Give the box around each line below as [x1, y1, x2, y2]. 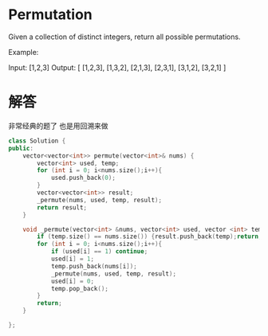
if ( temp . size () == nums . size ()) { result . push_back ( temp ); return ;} [37, 232, 266, 240]
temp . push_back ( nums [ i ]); [50, 262, 137, 270]
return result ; [37, 203, 88, 212]
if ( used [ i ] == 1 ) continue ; [50, 248, 148, 256]
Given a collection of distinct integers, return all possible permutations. [8, 32, 241, 41]
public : [8, 144, 34, 152]
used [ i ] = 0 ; [50, 277, 94, 285]
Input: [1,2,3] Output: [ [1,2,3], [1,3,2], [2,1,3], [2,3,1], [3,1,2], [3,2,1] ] [8, 62, 227, 72]
